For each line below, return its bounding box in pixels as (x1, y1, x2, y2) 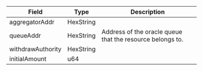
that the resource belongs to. (101, 35, 184, 43)
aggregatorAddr (9, 18, 55, 26)
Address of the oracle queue (101, 28, 182, 35)
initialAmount (9, 55, 47, 63)
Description (130, 8, 165, 16)
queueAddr (9, 31, 41, 40)
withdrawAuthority (9, 45, 62, 53)
